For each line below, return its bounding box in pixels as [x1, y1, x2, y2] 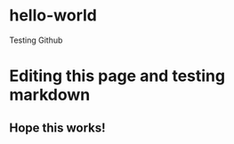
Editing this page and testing [9, 66, 225, 86]
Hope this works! [9, 120, 106, 135]
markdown [9, 85, 91, 105]
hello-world [9, 5, 98, 26]
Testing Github [9, 35, 63, 45]
